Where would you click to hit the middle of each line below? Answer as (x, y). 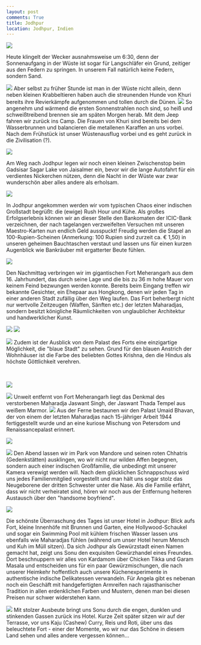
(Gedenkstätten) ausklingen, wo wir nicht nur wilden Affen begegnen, (92, 460)
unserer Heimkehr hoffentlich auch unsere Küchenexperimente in (87, 572)
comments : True (25, 17)
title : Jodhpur (25, 23)
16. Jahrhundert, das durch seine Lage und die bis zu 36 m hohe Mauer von (100, 280)
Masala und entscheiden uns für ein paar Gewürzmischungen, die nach (94, 566)
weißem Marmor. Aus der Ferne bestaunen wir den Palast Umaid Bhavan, (100, 411)
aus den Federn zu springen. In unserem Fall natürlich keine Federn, (90, 70)
